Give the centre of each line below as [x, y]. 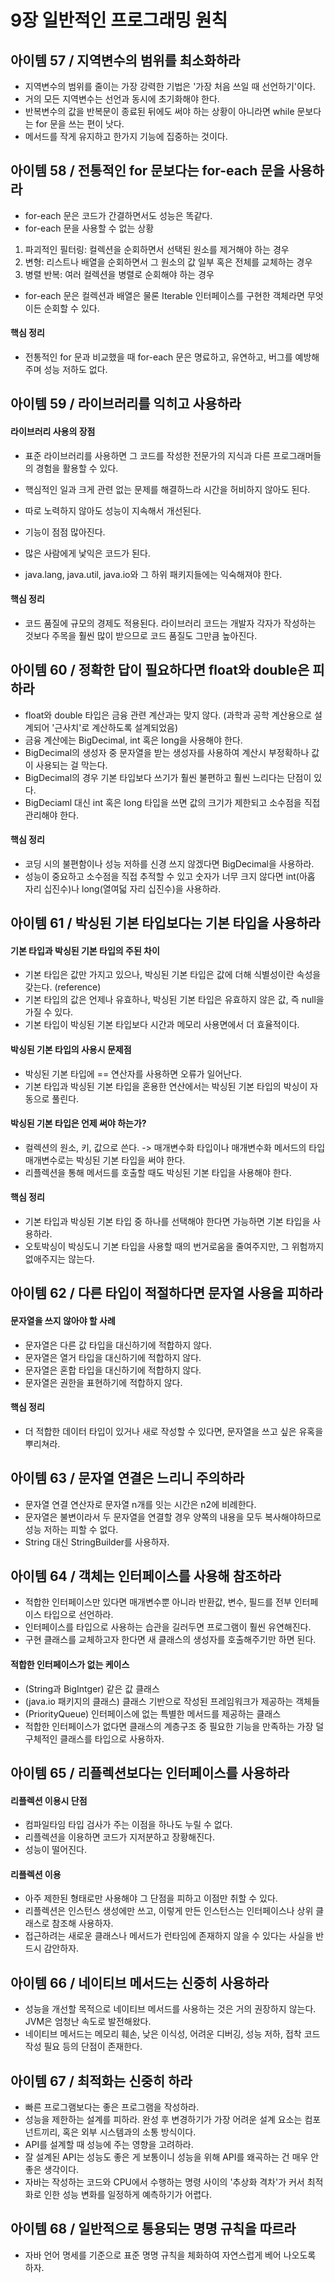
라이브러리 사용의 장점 [53, 431]
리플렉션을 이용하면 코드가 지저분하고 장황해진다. [119, 1837]
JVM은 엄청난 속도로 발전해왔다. [88, 2022]
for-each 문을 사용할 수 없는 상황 [89, 228]
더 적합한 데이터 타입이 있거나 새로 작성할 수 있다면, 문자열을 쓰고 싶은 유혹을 [174, 1431]
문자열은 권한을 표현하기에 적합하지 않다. [103, 1382]
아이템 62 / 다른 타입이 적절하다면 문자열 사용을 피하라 [166, 1293]
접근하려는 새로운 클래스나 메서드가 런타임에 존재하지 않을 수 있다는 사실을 [169, 1936]
